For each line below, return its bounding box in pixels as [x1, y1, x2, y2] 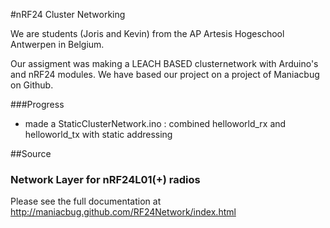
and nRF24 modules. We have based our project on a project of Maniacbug [10, 69, 320, 80]
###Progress [10, 99, 65, 110]
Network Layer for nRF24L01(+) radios [10, 172, 201, 186]
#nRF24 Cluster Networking [10, 9, 126, 20]
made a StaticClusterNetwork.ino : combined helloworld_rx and [24, 118, 287, 129]
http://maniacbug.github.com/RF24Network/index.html [10, 206, 237, 218]
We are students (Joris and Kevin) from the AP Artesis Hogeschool [10, 28, 285, 39]
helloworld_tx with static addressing [24, 129, 173, 140]
